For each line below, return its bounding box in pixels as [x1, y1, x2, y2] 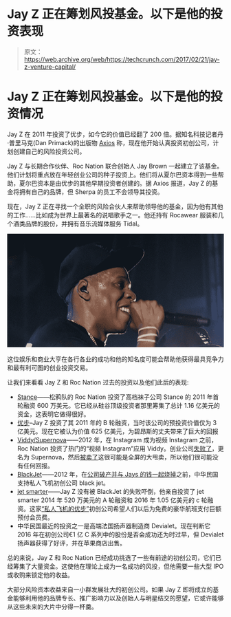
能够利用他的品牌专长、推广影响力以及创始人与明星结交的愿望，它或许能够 [12, 594, 224, 602]
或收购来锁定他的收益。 [7, 570, 74, 578]
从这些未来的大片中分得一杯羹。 [7, 603, 98, 611]
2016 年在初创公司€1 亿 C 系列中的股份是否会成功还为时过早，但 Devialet [16, 530, 224, 539]
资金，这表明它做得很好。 [16, 410, 90, 418]
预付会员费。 [16, 513, 54, 521]
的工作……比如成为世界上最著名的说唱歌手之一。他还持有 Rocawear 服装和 [7, 210, 218, 219]
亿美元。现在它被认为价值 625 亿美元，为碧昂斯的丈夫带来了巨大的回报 [16, 427, 219, 435]
